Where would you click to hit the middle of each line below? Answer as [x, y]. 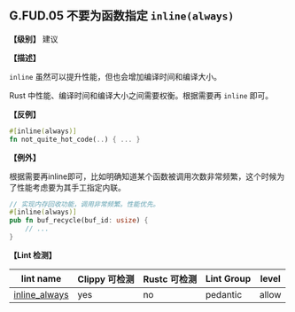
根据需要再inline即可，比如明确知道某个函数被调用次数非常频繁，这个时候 [143, 176]
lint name [41, 278]
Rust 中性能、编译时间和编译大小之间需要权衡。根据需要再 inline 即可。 [141, 95]
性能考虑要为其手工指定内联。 [71, 187]
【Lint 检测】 [33, 254]
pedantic [224, 294]
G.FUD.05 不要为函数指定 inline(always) [122, 16]
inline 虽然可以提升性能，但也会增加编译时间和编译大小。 [115, 76]
